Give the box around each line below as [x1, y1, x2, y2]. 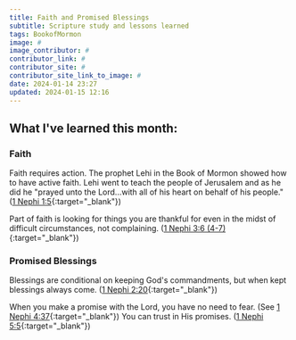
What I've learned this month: [9, 120, 178, 136]
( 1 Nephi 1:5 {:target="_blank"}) [9, 196, 122, 207]
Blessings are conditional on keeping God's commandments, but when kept [9, 275, 287, 286]
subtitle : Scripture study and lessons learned [9, 21, 190, 30]
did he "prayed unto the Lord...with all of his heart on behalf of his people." [9, 187, 284, 197]
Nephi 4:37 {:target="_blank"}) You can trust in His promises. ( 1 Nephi [9, 311, 264, 322]
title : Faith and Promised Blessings [9, 12, 150, 22]
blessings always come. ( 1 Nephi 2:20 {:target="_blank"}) [9, 285, 218, 295]
